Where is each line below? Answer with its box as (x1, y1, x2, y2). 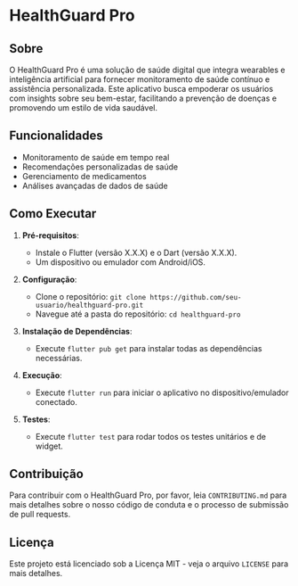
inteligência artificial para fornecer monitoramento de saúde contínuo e (9, 74, 270, 85)
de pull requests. (9, 509, 71, 520)
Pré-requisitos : (21, 229, 80, 241)
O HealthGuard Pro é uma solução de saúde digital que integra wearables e (9, 64, 286, 75)
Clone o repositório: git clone (35, 291, 147, 301)
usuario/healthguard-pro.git (35, 301, 144, 310)
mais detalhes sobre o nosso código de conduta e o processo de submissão (9, 499, 289, 510)
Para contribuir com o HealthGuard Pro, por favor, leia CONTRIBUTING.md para (9, 490, 287, 500)
